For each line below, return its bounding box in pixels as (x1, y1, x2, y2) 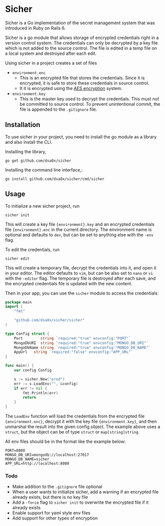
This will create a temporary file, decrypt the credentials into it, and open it (5, 264, 157, 270)
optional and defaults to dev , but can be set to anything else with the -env (5, 231, 154, 238)
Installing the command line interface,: (5, 167, 83, 173)
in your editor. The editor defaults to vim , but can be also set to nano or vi (5, 270, 154, 276)
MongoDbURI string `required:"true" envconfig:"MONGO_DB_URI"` (14, 340, 149, 346)
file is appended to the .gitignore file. (19, 106, 98, 112)
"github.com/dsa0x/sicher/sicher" (14, 318, 85, 323)
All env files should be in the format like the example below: (5, 438, 126, 444)
